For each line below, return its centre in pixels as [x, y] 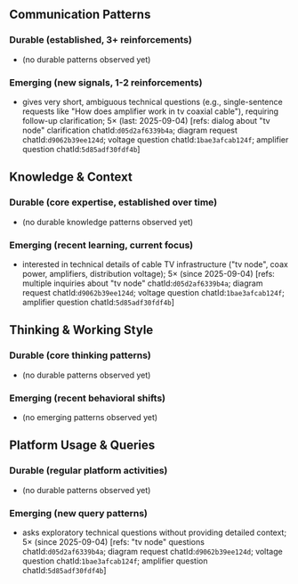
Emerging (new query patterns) [79, 513]
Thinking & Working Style [81, 330]
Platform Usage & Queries [82, 446]
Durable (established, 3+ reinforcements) [101, 40]
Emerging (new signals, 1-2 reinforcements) [106, 82]
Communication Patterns [80, 15]
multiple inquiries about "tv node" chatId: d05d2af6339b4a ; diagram [142, 283]
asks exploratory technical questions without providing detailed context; [154, 532]
